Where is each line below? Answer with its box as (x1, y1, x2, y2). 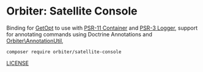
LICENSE (6, 59, 29, 67)
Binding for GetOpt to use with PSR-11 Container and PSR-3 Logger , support (6, 24, 198, 31)
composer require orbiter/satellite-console (6, 48, 122, 55)
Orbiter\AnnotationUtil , (6, 37, 64, 44)
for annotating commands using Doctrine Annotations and (6, 30, 153, 38)
